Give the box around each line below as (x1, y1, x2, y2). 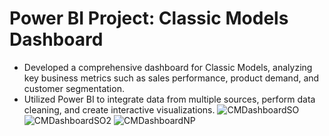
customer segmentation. (23, 82, 125, 94)
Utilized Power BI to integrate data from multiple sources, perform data (23, 93, 316, 105)
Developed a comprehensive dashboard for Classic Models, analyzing (23, 61, 313, 73)
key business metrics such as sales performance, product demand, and (23, 72, 320, 84)
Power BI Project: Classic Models (9, 7, 289, 30)
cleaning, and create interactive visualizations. (23, 103, 216, 116)
